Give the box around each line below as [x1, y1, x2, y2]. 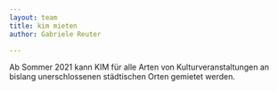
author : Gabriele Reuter [9, 29, 102, 38]
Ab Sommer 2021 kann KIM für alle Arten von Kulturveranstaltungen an [9, 62, 270, 72]
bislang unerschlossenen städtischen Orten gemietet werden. [9, 71, 236, 82]
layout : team [9, 12, 58, 22]
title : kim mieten [9, 21, 78, 30]
